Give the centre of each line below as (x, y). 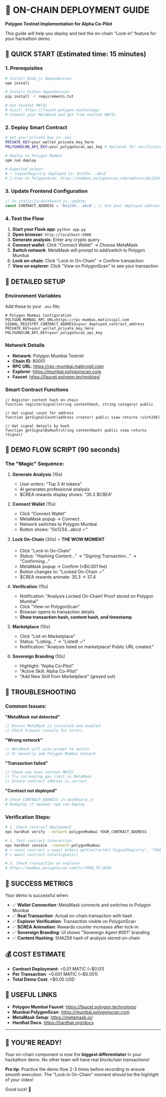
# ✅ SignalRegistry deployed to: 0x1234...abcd (56, 174)
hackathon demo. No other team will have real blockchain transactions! (77, 1060)
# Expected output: (25, 169)
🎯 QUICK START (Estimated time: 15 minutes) (76, 54)
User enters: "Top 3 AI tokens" (51, 484)
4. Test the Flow (25, 218)
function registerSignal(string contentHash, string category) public (79, 404)
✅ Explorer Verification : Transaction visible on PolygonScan (74, 922)
